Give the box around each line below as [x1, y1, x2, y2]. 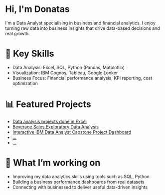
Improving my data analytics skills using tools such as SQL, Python [12, 173, 150, 180]
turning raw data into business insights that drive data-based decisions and [5, 25, 161, 31]
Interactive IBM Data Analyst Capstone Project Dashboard [12, 129, 132, 135]
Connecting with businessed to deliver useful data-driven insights [12, 184, 148, 190]
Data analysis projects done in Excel [12, 118, 87, 124]
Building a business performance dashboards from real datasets [12, 179, 145, 185]
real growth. [5, 30, 30, 36]
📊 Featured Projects [5, 98, 91, 110]
